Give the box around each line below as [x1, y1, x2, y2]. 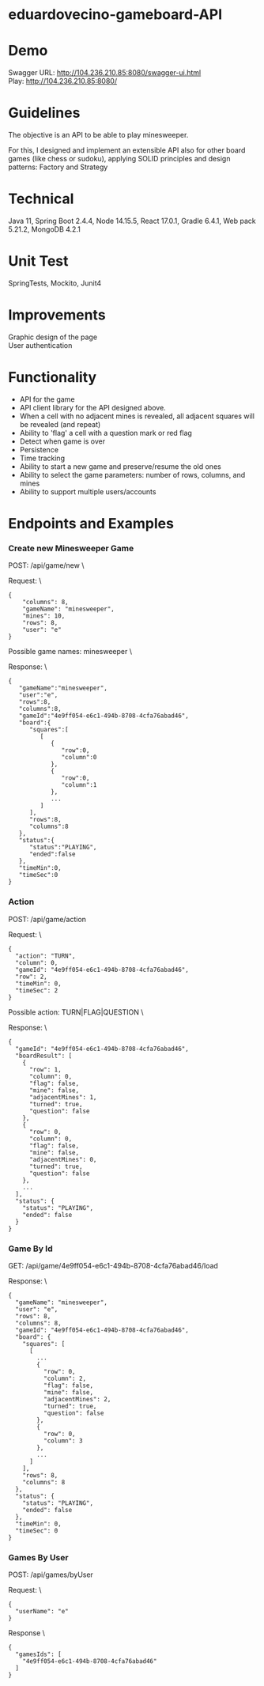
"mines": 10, [22, 612, 66, 620]
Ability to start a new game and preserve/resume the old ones [19, 461, 221, 471]
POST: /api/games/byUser [8, 1570, 93, 1579]
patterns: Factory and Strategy [8, 162, 108, 172]
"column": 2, [43, 1374, 87, 1382]
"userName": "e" [15, 1608, 69, 1616]
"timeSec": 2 [15, 986, 58, 994]
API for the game [19, 394, 75, 404]
